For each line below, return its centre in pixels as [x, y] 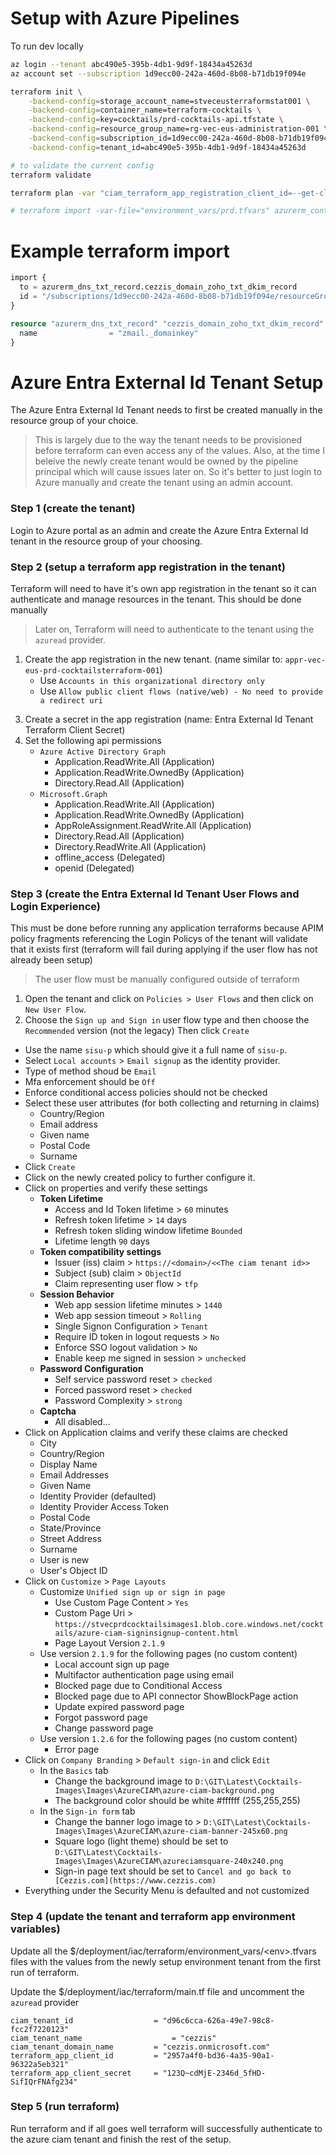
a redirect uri [71, 700]
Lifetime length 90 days [102, 1241]
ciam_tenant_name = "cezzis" [113, 2038]
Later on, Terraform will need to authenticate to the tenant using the [174, 629]
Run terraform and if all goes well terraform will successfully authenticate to [166, 2128]
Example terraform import [120, 251]
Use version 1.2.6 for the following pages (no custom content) [168, 1739]
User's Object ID [73, 1571]
